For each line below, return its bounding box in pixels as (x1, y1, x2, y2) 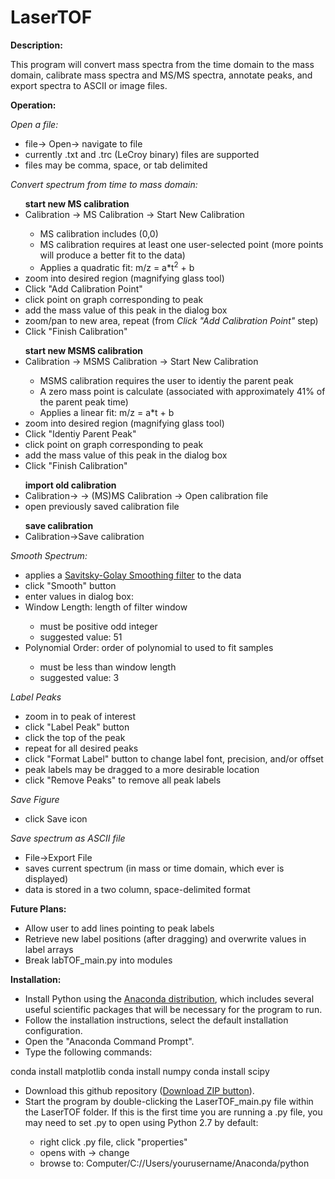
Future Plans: (10, 902, 67, 915)
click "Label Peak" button (24, 721, 130, 733)
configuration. (24, 1024, 83, 1036)
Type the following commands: (24, 1046, 153, 1058)
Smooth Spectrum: (10, 549, 88, 561)
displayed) (24, 872, 69, 885)
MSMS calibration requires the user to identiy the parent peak (39, 374, 294, 386)
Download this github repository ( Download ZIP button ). (24, 1084, 255, 1096)
